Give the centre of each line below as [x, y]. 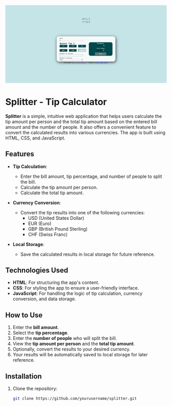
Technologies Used [37, 270]
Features [20, 154]
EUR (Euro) [40, 224]
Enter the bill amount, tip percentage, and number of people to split [91, 176]
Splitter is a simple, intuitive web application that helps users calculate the [84, 116]
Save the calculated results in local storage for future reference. [88, 254]
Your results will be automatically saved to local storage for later [80, 355]
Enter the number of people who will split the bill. [65, 338]
